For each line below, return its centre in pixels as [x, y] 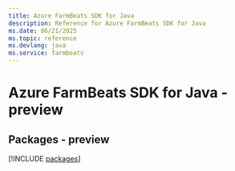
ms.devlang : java [37, 46]
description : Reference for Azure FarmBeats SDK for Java [107, 23]
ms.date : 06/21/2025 [43, 31]
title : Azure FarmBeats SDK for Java [71, 16]
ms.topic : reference [43, 38]
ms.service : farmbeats [46, 53]
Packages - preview [59, 139]
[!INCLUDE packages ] [45, 159]
